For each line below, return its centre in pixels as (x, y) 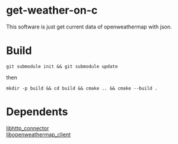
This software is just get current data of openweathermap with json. (89, 27)
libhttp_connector (28, 128)
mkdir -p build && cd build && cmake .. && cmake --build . (82, 88)
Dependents (37, 112)
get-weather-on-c (52, 10)
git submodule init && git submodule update (62, 66)
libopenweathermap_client (39, 135)
